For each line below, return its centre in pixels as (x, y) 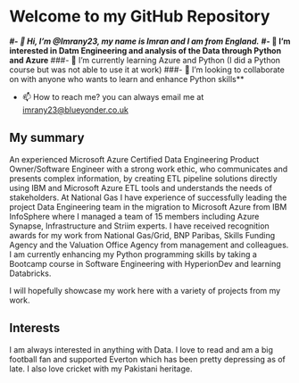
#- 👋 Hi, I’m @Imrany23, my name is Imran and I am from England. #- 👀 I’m (150, 41)
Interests (35, 328)
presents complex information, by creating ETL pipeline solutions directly (144, 178)
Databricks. (30, 273)
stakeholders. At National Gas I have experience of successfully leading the (148, 197)
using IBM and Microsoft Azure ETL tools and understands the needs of (141, 187)
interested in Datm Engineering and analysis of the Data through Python (145, 50)
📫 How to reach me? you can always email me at (113, 96)
